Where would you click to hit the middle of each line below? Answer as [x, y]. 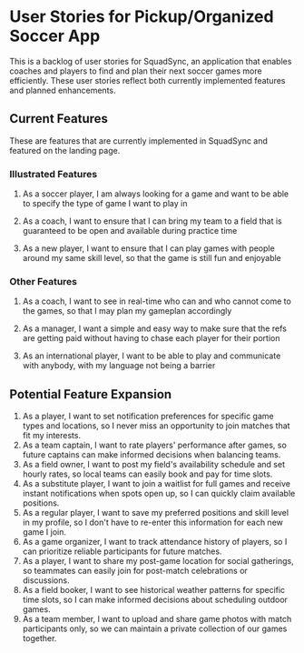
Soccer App [55, 36]
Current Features [59, 119]
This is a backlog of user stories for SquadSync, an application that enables [151, 61]
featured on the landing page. [65, 150]
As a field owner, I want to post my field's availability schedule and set [154, 465]
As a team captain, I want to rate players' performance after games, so [155, 445]
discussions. [46, 580]
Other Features [43, 281]
